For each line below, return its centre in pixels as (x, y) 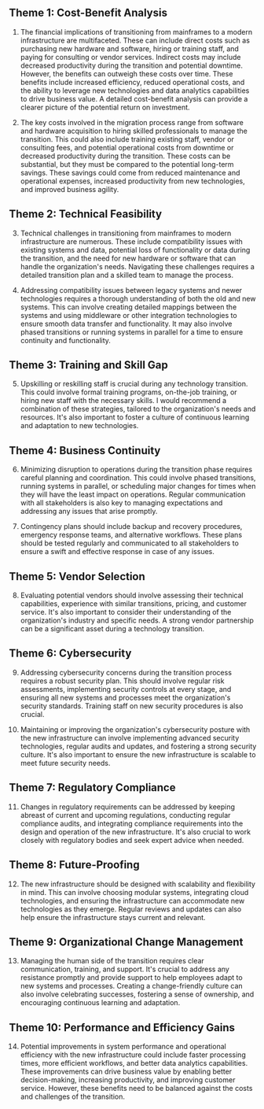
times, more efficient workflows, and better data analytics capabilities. (134, 1063)
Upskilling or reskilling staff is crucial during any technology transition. (134, 384)
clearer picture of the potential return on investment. (105, 107)
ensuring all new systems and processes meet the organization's (125, 697)
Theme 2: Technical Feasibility (86, 214)
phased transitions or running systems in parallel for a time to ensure (132, 332)
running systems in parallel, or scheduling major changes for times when (138, 486)
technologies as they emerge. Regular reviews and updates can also (131, 909)
